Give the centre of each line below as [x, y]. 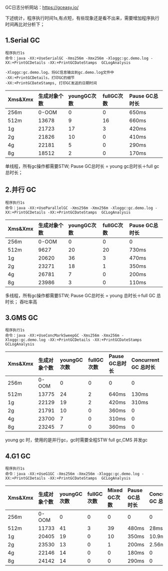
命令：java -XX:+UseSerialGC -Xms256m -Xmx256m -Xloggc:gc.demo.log [77, 58]
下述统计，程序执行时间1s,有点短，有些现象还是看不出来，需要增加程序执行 [82, 18]
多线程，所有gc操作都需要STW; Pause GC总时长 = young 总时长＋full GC [80, 295]
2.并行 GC [21, 190]
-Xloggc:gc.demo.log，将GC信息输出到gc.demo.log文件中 [59, 72]
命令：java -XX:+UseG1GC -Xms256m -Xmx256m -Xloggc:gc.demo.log [72, 474]
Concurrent [145, 360]
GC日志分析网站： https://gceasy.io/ [42, 7]
